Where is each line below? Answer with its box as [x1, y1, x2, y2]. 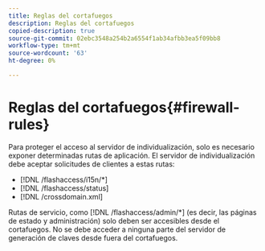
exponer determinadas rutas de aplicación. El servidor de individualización [8, 150, 255, 160]
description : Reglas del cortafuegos [8, 19, 135, 27]
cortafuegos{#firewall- [82, 98, 240, 117]
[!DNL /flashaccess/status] [19, 183, 109, 193]
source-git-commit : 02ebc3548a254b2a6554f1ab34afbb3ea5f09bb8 [8, 34, 221, 43]
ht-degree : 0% [8, 57, 56, 65]
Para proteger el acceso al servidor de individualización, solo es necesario [8, 142, 255, 151]
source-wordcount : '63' [8, 49, 88, 57]
